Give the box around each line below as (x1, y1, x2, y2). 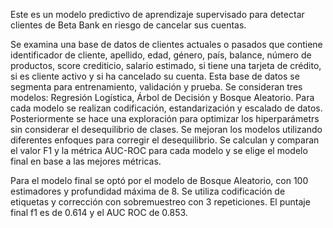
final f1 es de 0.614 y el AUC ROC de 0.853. (10, 207, 188, 218)
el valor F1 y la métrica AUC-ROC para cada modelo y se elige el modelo (10, 145, 308, 156)
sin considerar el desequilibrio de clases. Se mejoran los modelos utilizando (10, 124, 323, 135)
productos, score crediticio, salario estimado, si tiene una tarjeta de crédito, (10, 60, 322, 71)
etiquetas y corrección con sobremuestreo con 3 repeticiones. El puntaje (10, 196, 311, 208)
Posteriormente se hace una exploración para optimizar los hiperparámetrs (10, 113, 320, 124)
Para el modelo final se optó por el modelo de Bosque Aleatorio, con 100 (10, 175, 309, 186)
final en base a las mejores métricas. (10, 155, 162, 167)
